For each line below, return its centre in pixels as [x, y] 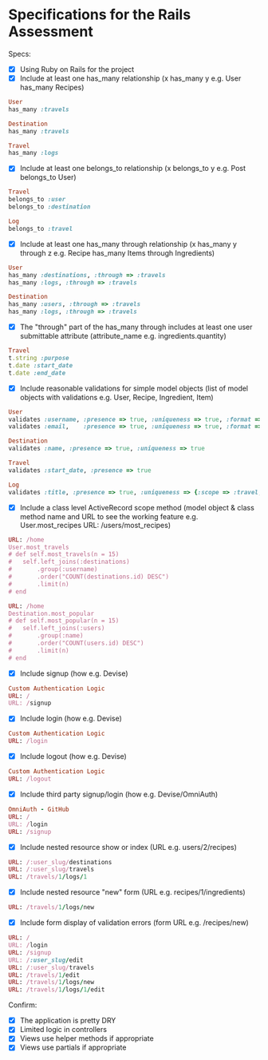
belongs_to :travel [41, 228]
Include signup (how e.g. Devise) [74, 673]
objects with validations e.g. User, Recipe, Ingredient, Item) [116, 397]
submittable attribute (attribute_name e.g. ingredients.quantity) [123, 336]
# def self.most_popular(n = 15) [64, 621]
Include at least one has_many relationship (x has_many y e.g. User [130, 78]
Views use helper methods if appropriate [87, 1038]
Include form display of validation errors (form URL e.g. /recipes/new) [134, 923]
